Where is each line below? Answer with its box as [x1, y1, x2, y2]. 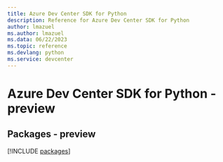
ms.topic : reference [7, 43, 68, 50]
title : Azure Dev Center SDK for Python [7, 10, 128, 17]
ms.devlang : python [7, 50, 65, 57]
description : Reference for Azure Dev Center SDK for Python [7, 17, 190, 24]
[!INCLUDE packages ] [7, 147, 71, 155]
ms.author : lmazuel [7, 29, 65, 37]
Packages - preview [7, 128, 96, 140]
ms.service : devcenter [7, 56, 74, 63]
